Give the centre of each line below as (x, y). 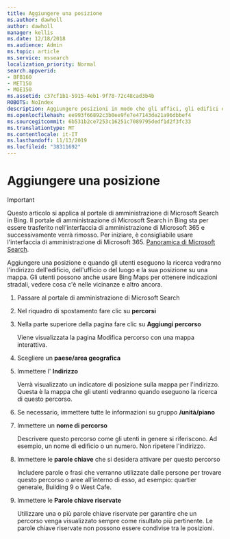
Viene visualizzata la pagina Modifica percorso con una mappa (106, 337)
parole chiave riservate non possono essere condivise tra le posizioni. (115, 528)
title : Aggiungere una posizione (55, 13)
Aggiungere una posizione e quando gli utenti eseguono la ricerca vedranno (114, 262)
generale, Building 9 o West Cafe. (64, 487)
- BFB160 (20, 77)
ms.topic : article (33, 52)
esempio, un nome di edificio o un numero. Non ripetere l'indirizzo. (111, 446)
